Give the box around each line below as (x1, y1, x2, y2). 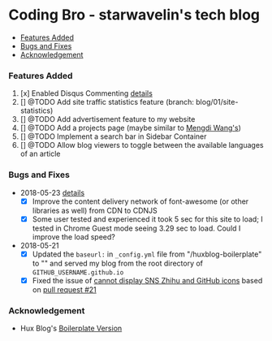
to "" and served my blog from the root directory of (32, 258, 204, 268)
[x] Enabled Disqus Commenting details (19, 88, 153, 98)
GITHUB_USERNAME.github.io (32, 268, 124, 277)
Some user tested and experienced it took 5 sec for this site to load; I (32, 214, 264, 224)
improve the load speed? (32, 231, 115, 241)
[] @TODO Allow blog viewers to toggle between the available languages (19, 140, 264, 150)
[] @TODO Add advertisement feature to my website (19, 114, 196, 124)
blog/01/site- (196, 97, 239, 107)
